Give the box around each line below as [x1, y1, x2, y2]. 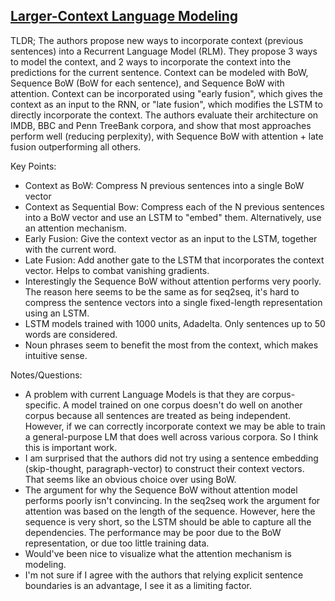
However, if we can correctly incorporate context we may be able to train [24, 420, 326, 432]
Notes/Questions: [10, 369, 83, 381]
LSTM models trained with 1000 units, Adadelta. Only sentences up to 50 [24, 317, 326, 329]
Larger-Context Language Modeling [10, 8, 239, 25]
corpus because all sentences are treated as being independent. [24, 409, 292, 421]
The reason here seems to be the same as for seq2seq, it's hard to [24, 285, 300, 298]
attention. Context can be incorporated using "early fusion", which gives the [10, 87, 323, 99]
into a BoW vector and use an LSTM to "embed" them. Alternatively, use [24, 211, 322, 223]
